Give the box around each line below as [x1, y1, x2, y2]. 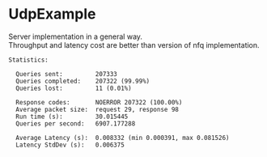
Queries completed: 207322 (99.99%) [15, 77, 150, 85]
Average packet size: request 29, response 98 [15, 105, 180, 113]
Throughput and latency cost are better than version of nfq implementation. [8, 40, 261, 49]
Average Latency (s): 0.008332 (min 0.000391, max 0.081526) [15, 134, 230, 142]
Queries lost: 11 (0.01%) [15, 84, 132, 92]
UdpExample [8, 5, 96, 23]
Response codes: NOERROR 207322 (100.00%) [15, 98, 183, 106]
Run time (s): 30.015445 [15, 112, 129, 121]
